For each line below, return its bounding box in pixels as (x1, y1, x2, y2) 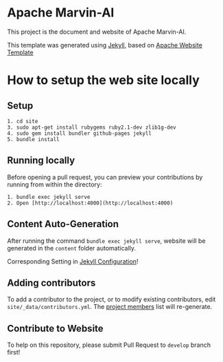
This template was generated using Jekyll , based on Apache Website (7, 41, 202, 49)
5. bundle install (7, 136, 60, 142)
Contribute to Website (7, 322, 104, 334)
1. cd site (7, 118, 38, 125)
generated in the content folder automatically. (7, 244, 136, 252)
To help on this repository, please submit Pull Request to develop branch (7, 341, 211, 349)
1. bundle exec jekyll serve (7, 193, 91, 200)
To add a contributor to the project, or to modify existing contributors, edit (7, 295, 216, 304)
